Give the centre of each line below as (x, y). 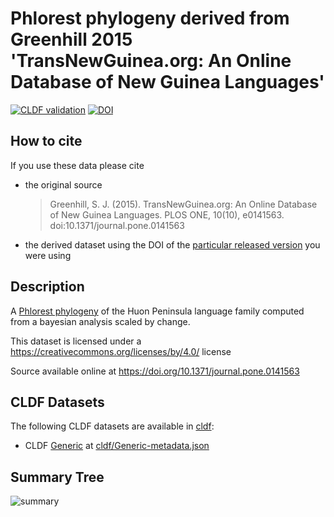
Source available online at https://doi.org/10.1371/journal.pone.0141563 (155, 371)
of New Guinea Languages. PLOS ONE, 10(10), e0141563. (167, 214)
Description (47, 287)
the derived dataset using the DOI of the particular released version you (172, 244)
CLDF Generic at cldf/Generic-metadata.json (117, 446)
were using (48, 255)
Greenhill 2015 (71, 39)
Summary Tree (57, 477)
